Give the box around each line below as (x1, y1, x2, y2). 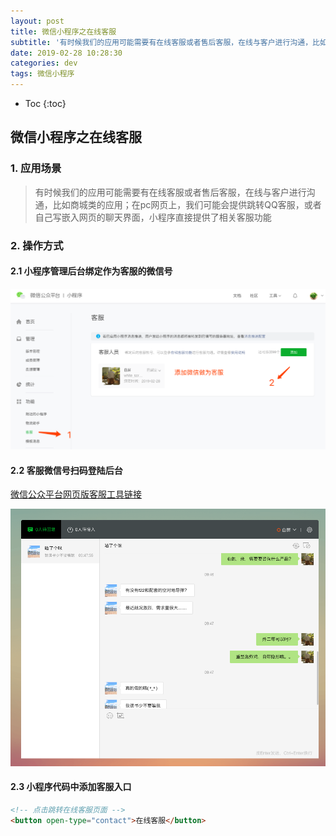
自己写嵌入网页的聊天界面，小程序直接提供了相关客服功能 (34, 211, 272, 223)
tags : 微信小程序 (10, 69, 75, 79)
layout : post (10, 16, 65, 26)
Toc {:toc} (24, 98, 67, 109)
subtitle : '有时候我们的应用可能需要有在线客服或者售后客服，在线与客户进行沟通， (10, 37, 313, 47)
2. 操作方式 (10, 238, 64, 252)
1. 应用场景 (10, 161, 62, 175)
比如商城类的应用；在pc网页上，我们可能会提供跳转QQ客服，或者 (52, 198, 322, 210)
